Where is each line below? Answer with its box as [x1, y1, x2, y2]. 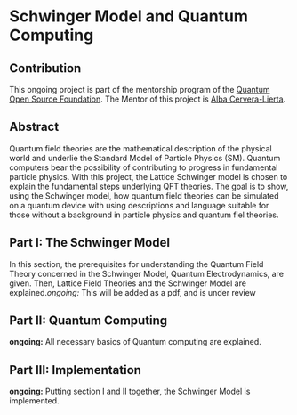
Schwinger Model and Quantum [9, 6, 249, 27]
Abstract [9, 119, 60, 134]
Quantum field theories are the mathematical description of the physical [9, 142, 273, 153]
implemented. [9, 395, 60, 406]
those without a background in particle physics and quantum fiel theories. [9, 209, 279, 220]
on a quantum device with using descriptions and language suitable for [9, 199, 269, 210]
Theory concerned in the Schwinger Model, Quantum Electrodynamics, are [9, 268, 285, 279]
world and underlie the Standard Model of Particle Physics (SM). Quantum [9, 152, 281, 163]
